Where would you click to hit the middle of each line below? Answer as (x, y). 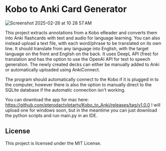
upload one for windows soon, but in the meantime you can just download (81, 110)
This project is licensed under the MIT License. (53, 143)
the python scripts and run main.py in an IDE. (51, 115)
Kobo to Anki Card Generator (66, 9)
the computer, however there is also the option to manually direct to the (79, 84)
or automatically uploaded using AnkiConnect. (53, 70)
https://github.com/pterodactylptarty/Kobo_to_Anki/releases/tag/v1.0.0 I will (83, 105)
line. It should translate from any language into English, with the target (77, 48)
